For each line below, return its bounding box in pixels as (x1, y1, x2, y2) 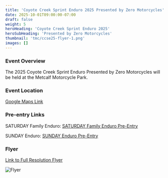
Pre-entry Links (5, 111, 45, 118)
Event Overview (5, 57, 46, 64)
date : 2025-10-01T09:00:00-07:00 (5, 12, 76, 17)
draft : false (5, 17, 33, 22)
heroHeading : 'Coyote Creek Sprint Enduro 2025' (5, 26, 110, 32)
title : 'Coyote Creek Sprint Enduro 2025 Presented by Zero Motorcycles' (5, 7, 165, 13)
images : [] (5, 41, 28, 46)
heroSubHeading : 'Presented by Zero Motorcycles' (5, 31, 113, 36)
